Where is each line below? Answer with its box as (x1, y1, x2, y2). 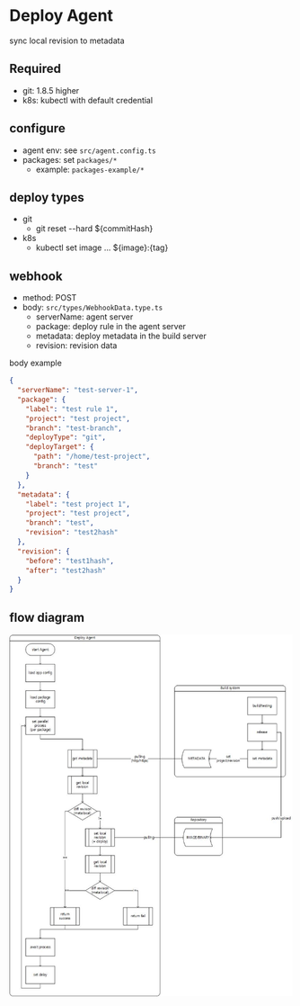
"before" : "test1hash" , (25, 556, 115, 565)
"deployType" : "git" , (25, 433, 106, 442)
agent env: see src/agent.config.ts (22, 145, 156, 156)
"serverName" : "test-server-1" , (17, 386, 139, 395)
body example (9, 357, 63, 369)
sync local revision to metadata (9, 35, 125, 46)
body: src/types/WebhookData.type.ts (22, 302, 163, 313)
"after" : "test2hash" (25, 566, 106, 575)
